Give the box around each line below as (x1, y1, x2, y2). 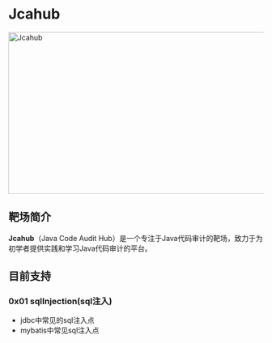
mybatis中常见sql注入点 (19, 325, 100, 336)
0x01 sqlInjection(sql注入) (8, 296, 113, 307)
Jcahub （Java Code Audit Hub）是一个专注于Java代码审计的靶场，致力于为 (8, 233, 263, 243)
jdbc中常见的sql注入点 (19, 315, 95, 325)
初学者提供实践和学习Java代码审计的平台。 (8, 243, 152, 253)
